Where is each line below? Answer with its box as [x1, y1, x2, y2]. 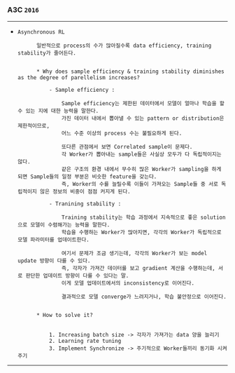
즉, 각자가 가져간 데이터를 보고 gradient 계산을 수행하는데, [62, 265, 215, 272]
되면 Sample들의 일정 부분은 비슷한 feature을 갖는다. [17, 173, 157, 180]
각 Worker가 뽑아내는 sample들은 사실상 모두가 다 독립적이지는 [62, 151, 222, 158]
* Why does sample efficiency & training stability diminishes [36, 68, 225, 75]
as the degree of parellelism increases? [17, 74, 140, 81]
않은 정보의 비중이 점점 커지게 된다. [39, 188, 131, 196]
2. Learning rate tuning [48, 338, 122, 345]
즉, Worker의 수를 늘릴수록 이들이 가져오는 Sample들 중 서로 [62, 181, 219, 188]
